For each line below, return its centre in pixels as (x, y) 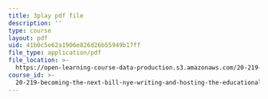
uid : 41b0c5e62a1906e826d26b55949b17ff (75, 46)
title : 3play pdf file (46, 16)
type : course (30, 30)
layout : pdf (28, 38)
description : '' (35, 23)
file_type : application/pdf (55, 53)
